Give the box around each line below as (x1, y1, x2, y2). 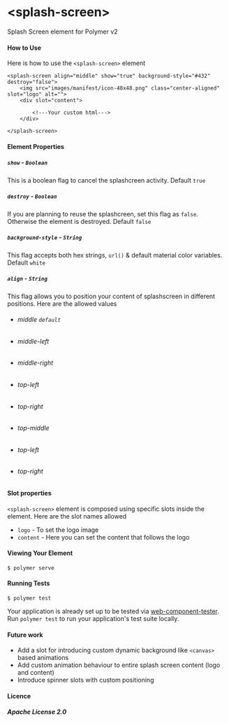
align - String (7, 274, 47, 283)
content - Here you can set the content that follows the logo (17, 533, 190, 541)
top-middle (17, 424, 50, 433)
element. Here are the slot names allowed (7, 512, 127, 520)
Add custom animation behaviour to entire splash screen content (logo (17, 661, 221, 669)
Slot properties (7, 489, 52, 498)
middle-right (17, 358, 54, 367)
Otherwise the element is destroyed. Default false (7, 217, 152, 225)
